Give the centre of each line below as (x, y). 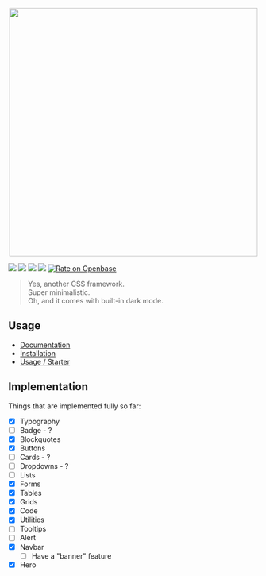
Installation (38, 353)
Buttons (33, 448)
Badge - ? (36, 430)
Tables (31, 493)
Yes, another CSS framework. (76, 284)
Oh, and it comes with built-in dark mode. (96, 301)
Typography (40, 421)
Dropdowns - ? (44, 466)
